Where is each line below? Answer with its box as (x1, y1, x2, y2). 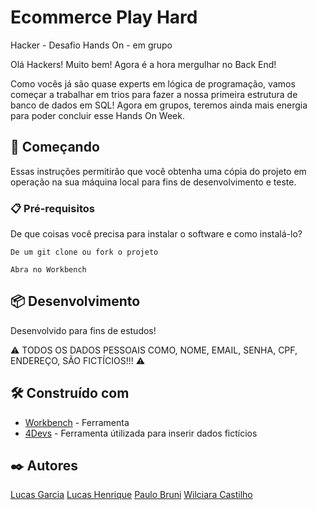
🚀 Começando (10, 139, 100, 156)
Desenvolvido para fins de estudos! (10, 324, 157, 336)
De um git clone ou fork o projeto (10, 247, 159, 258)
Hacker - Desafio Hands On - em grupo (10, 39, 173, 51)
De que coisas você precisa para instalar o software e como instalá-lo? (10, 228, 303, 240)
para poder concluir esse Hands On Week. (10, 109, 185, 121)
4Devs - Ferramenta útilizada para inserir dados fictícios (24, 427, 258, 439)
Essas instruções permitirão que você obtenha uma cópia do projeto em (10, 165, 307, 177)
